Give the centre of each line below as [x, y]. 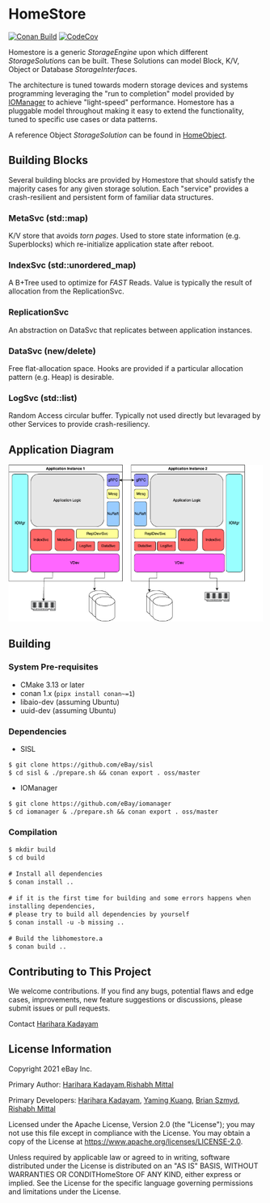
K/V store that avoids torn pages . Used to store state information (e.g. [124, 236]
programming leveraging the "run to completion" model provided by [121, 93]
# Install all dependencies [56, 874]
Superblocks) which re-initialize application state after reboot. [111, 244]
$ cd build [27, 858]
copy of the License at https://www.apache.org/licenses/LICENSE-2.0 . [126, 1142]
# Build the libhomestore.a [56, 939]
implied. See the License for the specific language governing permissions [131, 1183]
